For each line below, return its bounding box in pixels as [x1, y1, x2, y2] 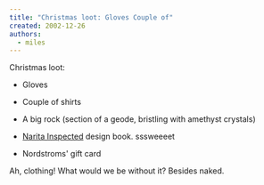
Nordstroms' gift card [21, 149, 102, 159]
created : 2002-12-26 [9, 21, 87, 30]
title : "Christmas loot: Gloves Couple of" [9, 12, 174, 22]
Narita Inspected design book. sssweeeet [21, 131, 176, 142]
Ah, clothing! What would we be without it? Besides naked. [9, 165, 225, 176]
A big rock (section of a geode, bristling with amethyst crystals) [21, 114, 256, 125]
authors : [9, 29, 42, 38]
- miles [17, 37, 46, 47]
